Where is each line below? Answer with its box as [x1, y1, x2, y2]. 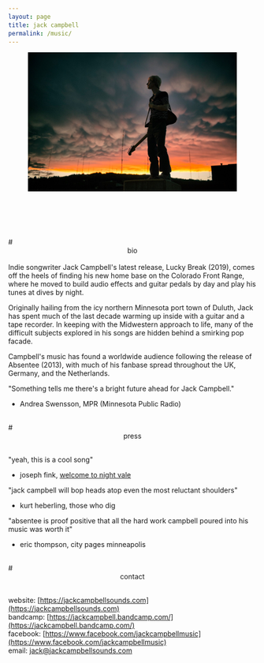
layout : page [8, 13, 51, 21]
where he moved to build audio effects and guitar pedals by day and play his [8, 279, 256, 288]
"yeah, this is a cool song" [8, 455, 93, 464]
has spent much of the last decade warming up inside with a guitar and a [8, 311, 245, 320]
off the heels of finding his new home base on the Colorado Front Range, [8, 271, 245, 280]
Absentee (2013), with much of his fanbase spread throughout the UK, [8, 360, 236, 369]
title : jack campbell [8, 21, 80, 29]
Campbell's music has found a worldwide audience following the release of [8, 351, 252, 361]
